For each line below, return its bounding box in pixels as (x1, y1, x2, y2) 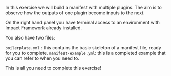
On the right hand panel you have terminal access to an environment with (5, 20, 160, 25)
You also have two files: (5, 35, 55, 41)
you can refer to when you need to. (5, 55, 79, 61)
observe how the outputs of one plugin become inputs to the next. (5, 10, 145, 16)
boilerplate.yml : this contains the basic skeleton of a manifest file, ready (5, 45, 161, 50)
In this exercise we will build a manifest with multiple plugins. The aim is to (5, 5, 162, 10)
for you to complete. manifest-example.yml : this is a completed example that (5, 50, 166, 56)
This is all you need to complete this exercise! (5, 65, 101, 71)
